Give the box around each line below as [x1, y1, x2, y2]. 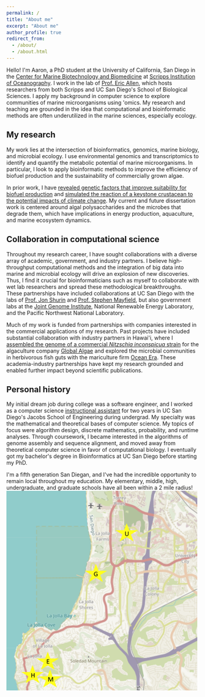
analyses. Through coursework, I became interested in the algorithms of [6, 433, 188, 441]
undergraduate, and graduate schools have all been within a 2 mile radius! [6, 484, 193, 492]
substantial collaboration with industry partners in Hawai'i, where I [6, 334, 173, 341]
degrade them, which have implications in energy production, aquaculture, [6, 210, 194, 217]
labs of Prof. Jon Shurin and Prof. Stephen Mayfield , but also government [6, 296, 191, 303]
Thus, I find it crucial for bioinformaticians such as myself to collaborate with [6, 276, 199, 284]
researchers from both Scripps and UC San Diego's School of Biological [6, 86, 188, 93]
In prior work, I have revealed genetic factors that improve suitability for [6, 184, 187, 191]
